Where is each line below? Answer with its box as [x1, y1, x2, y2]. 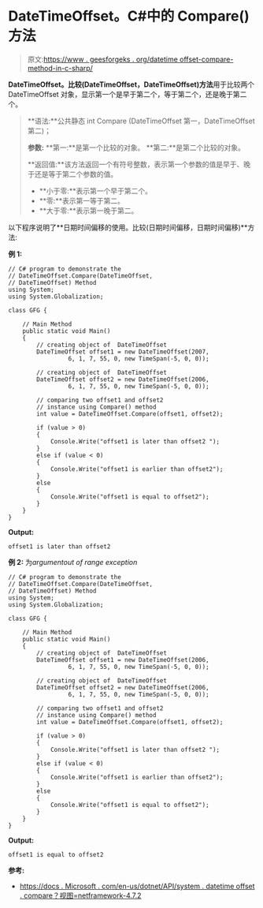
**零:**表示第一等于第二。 [39, 196, 124, 205]
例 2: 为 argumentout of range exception [8, 557, 138, 566]
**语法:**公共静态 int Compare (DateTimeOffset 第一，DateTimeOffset [27, 116, 255, 125]
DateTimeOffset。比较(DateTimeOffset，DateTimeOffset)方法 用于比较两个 [8, 80, 254, 89]
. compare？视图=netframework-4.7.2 [19, 891, 142, 900]
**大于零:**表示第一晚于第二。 [39, 206, 139, 215]
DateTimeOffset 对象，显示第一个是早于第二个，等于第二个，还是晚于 [8, 89, 234, 99]
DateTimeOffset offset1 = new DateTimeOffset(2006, [36, 656, 210, 663]
